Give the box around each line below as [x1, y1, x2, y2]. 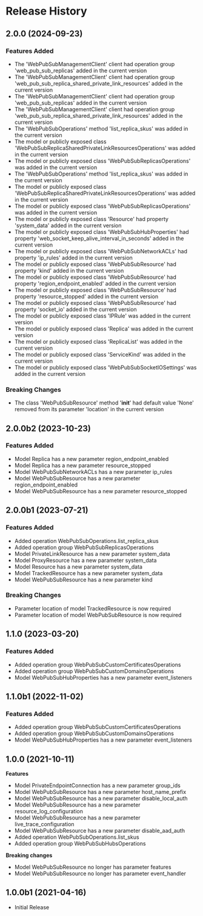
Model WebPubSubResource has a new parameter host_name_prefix [14, 788, 187, 796]
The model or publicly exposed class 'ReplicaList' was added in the [14, 338, 183, 345]
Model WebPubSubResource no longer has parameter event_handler [14, 870, 186, 877]
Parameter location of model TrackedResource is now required [14, 604, 171, 612]
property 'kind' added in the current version [14, 267, 124, 274]
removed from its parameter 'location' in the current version [14, 406, 164, 413]
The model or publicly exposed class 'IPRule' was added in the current [14, 312, 191, 320]
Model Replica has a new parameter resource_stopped [14, 462, 151, 469]
